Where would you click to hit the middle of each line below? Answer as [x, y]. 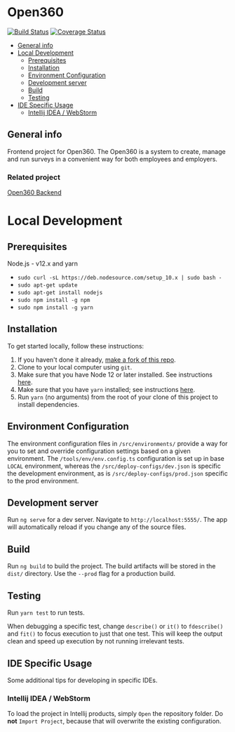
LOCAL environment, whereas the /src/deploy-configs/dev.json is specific [114, 466]
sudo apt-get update [47, 285]
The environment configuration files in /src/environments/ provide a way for [117, 443]
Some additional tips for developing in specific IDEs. [82, 680]
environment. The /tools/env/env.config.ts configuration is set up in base [116, 458]
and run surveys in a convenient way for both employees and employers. [112, 159]
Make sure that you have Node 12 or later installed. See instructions [115, 374]
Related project [34, 177]
